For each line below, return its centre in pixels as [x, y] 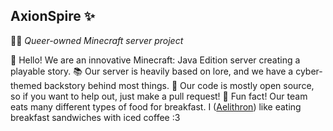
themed [26, 85]
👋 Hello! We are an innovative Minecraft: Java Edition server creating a [155, 60]
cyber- [309, 71]
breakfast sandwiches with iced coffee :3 [95, 117]
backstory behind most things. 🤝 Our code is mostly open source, [179, 85]
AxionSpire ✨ [52, 16]
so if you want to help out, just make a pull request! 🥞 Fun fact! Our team [159, 96]
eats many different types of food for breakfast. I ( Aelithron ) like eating [156, 106]
